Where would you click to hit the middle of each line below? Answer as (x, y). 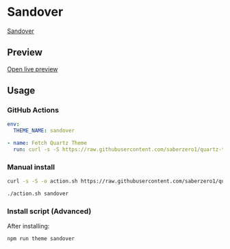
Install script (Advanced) (49, 211)
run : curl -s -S (36, 150)
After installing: (28, 226)
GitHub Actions (33, 110)
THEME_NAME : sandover (44, 131)
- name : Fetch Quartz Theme (47, 143)
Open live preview (33, 69)
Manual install (31, 167)
